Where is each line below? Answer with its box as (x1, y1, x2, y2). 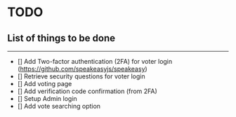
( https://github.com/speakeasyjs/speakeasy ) (17, 64, 147, 73)
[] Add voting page (17, 80, 72, 88)
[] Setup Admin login (17, 95, 77, 102)
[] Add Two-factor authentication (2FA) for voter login (17, 57, 173, 65)
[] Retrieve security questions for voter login (17, 72, 145, 81)
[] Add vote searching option (17, 102, 100, 110)
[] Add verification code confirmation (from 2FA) (17, 87, 158, 95)
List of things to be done (7, 32, 116, 44)
